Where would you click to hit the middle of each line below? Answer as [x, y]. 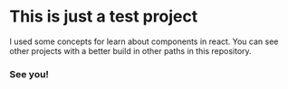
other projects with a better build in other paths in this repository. [130, 50]
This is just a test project [104, 17]
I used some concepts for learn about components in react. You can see [144, 41]
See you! [29, 74]
